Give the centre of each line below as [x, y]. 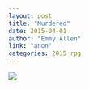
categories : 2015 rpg [45, 53]
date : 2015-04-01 [38, 31]
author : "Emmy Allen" [45, 38]
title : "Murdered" [39, 23]
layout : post [30, 16]
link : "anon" [30, 46]
